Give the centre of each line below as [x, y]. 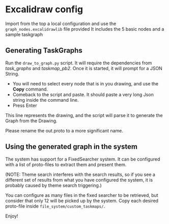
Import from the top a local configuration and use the [61, 24]
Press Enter [25, 105]
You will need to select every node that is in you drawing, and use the [86, 83]
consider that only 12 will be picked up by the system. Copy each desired [82, 200]
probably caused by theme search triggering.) [53, 185]
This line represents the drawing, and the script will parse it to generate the [84, 115]
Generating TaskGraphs [44, 50]
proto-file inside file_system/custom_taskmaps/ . [55, 206]
